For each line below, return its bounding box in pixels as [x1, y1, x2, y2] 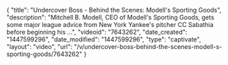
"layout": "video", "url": [6, 43, 73, 50]
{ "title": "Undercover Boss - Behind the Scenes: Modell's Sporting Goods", [6, 6, 222, 14]
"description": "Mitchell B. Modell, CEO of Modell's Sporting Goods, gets [6, 13, 215, 21]
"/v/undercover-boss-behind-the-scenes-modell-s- [74, 43, 222, 50]
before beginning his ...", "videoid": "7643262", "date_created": [6, 28, 188, 36]
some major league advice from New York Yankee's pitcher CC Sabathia [6, 21, 213, 28]
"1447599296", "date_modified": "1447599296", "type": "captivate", [6, 35, 202, 44]
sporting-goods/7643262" [6, 50, 83, 58]
